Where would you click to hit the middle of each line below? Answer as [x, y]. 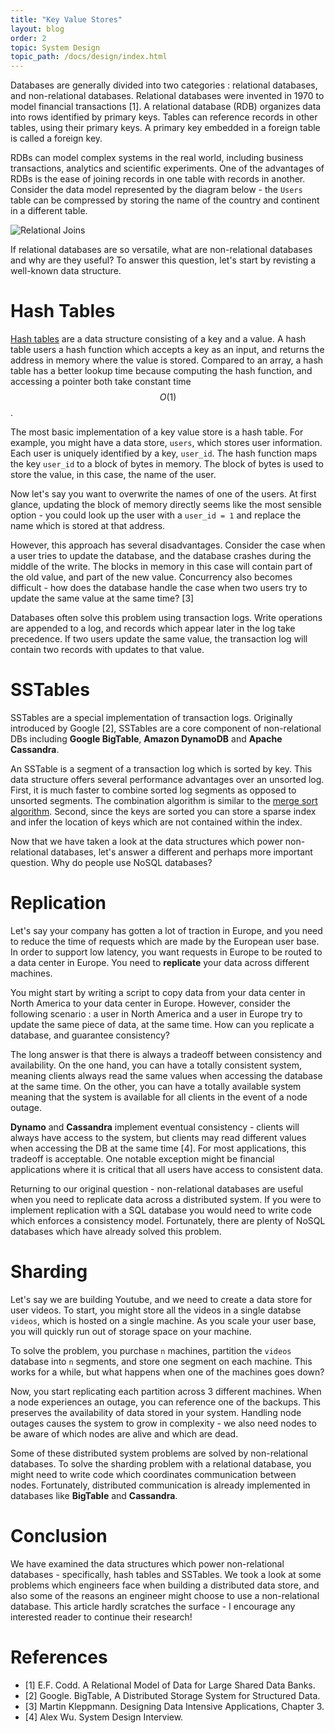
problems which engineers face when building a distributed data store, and [165, 1585]
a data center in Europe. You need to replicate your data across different [160, 962]
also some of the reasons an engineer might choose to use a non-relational [165, 1595]
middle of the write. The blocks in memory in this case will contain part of [161, 567]
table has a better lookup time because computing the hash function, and [161, 371]
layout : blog [37, 29]
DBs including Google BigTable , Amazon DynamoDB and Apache [146, 739]
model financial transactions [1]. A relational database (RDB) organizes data [166, 107]
